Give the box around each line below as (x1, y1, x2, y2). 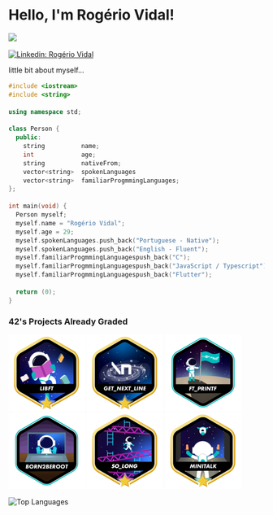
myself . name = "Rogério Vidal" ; (15, 219, 126, 227)
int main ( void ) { (8, 202, 67, 211)
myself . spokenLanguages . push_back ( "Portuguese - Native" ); (15, 236, 220, 245)
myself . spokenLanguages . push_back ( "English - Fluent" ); (15, 245, 209, 253)
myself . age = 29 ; (15, 228, 75, 236)
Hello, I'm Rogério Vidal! (8, 6, 175, 24)
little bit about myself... (8, 65, 84, 75)
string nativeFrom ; (23, 159, 122, 168)
